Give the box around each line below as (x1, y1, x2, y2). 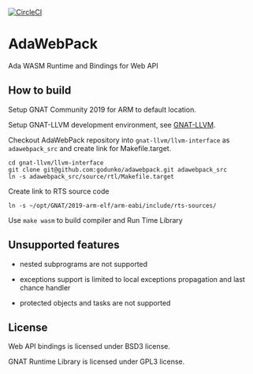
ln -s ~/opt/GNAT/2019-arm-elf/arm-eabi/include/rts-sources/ (8, 202, 217, 209)
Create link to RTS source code (8, 186, 110, 196)
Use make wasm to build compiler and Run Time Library (8, 215, 183, 224)
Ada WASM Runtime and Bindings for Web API (8, 61, 159, 70)
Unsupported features (8, 239, 120, 252)
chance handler (19, 283, 71, 292)
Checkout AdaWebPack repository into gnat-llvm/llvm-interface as (8, 135, 230, 145)
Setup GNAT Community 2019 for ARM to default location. (8, 105, 197, 114)
